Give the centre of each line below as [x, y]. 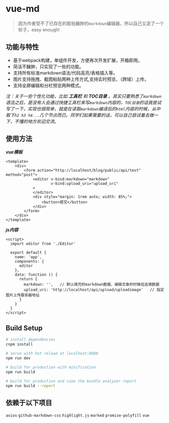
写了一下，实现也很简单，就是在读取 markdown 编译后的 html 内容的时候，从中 [83, 108]
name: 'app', [28, 257]
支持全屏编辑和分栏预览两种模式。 [48, 85]
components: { [29, 261]
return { [28, 279]
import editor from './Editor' [43, 244]
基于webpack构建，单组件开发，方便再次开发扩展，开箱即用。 [77, 60]
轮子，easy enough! [39, 29]
